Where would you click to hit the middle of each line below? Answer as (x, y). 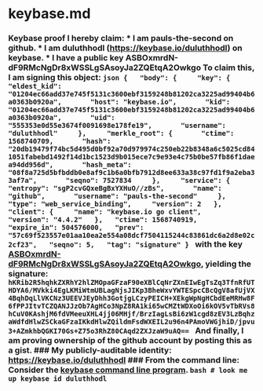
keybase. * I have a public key (66, 58)
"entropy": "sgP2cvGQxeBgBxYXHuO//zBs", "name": (115, 188)
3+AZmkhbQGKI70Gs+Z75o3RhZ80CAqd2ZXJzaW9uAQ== (99, 331)
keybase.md (49, 14)
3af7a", (23, 181)
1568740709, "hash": (60, 141)
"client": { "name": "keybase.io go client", (105, 212)
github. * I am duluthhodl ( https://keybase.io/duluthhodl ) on (125, 48)
